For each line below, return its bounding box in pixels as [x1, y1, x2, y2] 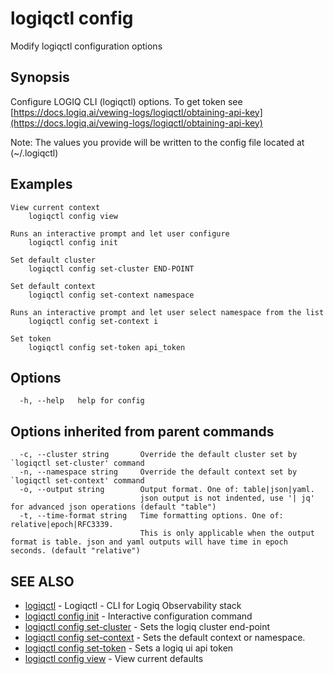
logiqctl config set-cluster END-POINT [28, 263, 195, 274]
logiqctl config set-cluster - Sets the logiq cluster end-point [24, 621, 271, 632]
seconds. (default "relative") [10, 546, 141, 556]
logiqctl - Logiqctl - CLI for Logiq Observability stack [24, 600, 242, 611]
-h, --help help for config [19, 396, 145, 406]
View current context [10, 202, 101, 212]
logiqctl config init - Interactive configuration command [24, 610, 253, 622]
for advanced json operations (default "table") [10, 502, 217, 512]
